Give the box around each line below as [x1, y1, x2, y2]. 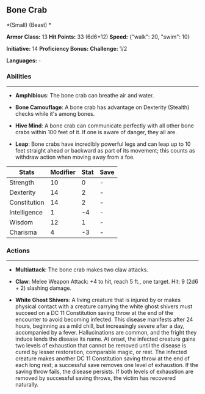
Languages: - [6, 56, 41, 64]
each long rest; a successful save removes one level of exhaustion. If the [15, 362, 199, 369]
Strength [9, 178, 35, 187]
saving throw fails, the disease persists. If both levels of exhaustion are [15, 368, 194, 376]
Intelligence [9, 208, 43, 217]
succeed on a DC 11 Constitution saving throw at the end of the [15, 309, 174, 317]
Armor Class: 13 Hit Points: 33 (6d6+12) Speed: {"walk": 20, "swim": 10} [6, 33, 190, 40]
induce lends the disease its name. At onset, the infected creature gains [15, 335, 196, 343]
